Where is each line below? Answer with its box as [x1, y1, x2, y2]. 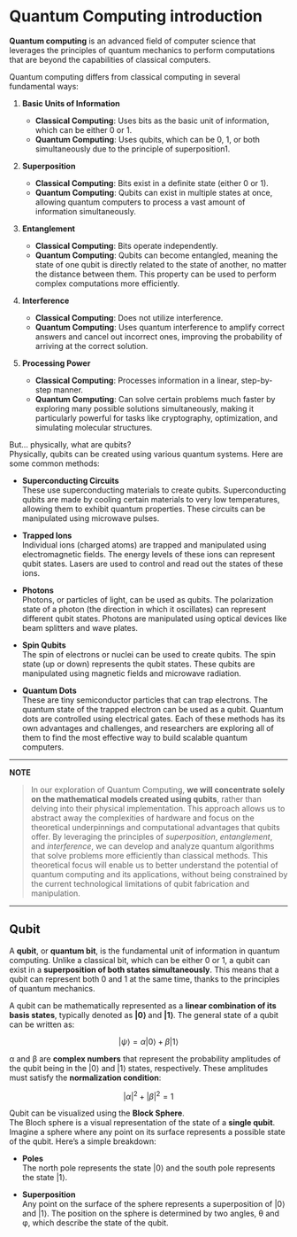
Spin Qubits [21, 640, 66, 650]
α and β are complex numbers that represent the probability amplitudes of [9, 1053, 281, 1064]
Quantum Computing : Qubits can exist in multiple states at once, [34, 187, 273, 198]
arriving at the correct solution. [34, 340, 148, 351]
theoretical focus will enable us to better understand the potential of [30, 860, 278, 870]
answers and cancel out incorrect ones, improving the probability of [34, 331, 283, 342]
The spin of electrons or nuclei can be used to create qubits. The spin [21, 649, 277, 659]
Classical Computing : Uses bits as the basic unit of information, [34, 115, 270, 126]
